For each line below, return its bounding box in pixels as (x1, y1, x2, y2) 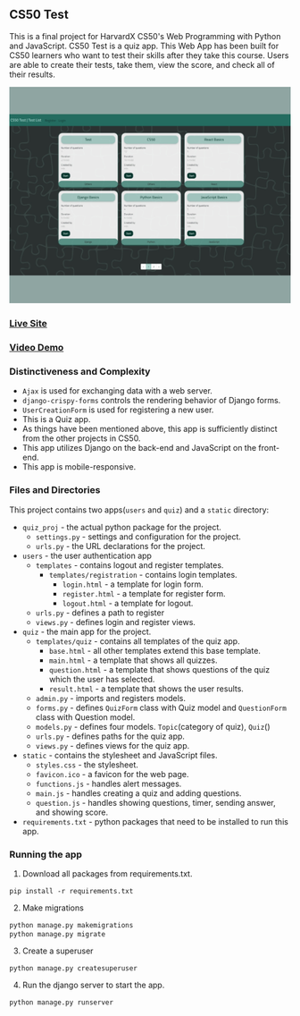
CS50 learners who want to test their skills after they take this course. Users (9, 49, 289, 61)
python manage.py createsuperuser (9, 963, 138, 973)
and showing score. (35, 807, 109, 817)
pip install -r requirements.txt (9, 886, 134, 895)
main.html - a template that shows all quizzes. (48, 655, 218, 665)
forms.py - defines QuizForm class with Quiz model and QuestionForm (35, 702, 287, 713)
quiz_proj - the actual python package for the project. (21, 521, 221, 532)
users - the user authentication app (21, 550, 152, 561)
